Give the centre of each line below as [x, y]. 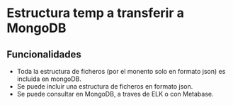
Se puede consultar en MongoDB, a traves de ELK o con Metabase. [115, 94]
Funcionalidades [44, 54]
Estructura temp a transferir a [96, 13]
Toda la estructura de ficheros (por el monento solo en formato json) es [121, 71]
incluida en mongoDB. [49, 79]
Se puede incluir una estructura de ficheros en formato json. [105, 86]
